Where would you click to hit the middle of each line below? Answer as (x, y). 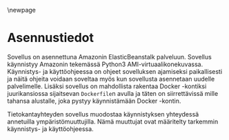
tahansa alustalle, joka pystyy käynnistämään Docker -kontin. (94, 101)
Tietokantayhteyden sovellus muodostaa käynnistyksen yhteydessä (103, 114)
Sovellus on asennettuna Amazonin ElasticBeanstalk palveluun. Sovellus (109, 57)
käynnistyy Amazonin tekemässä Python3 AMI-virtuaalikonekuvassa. (105, 64)
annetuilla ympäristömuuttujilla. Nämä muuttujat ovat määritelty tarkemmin (113, 121)
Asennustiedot (51, 38)
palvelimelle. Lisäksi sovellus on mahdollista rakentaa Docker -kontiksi (107, 86)
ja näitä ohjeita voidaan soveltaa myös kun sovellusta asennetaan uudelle (111, 79)
